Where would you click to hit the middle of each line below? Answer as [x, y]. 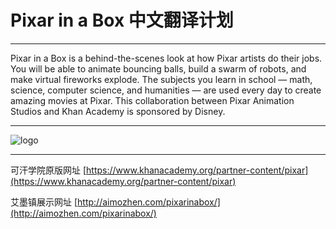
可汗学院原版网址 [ [48, 170]
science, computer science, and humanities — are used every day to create [166, 90]
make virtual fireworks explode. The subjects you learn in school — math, [161, 79]
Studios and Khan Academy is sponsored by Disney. [118, 111]
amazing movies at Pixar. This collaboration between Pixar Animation [152, 100]
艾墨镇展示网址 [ [44, 202]
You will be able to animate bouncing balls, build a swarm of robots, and [158, 68]
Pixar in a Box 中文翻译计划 [122, 20]
